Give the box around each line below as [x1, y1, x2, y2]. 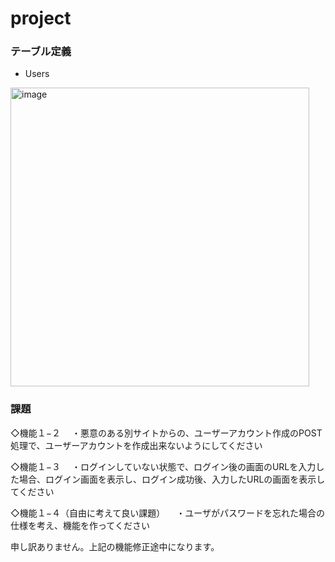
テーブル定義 [10, 45, 72, 59]
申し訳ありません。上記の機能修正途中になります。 [10, 540, 220, 552]
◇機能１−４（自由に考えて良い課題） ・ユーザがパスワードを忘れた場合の [10, 507, 325, 519]
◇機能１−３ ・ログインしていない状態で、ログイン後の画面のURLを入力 [10, 460, 317, 472]
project [10, 7, 72, 30]
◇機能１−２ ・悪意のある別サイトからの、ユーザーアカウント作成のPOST [10, 427, 323, 439]
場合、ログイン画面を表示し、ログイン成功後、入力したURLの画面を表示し [18, 473, 326, 485]
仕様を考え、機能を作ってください [10, 519, 150, 531]
